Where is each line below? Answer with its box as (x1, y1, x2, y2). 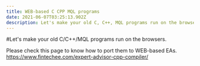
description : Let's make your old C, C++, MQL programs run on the (6, 19, 177, 25)
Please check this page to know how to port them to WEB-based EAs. (6, 47, 177, 54)
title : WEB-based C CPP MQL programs (6, 8, 100, 15)
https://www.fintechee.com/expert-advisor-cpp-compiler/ (6, 54, 149, 61)
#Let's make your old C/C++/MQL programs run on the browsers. (6, 36, 167, 43)
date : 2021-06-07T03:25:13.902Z (6, 14, 86, 20)
